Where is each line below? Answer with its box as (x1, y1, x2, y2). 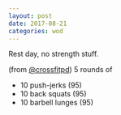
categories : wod (8, 27, 63, 35)
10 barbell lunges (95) (19, 98, 93, 108)
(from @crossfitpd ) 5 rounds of (8, 65, 113, 75)
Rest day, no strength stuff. (8, 49, 99, 59)
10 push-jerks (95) (19, 80, 83, 90)
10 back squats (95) (19, 89, 87, 99)
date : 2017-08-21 (8, 19, 67, 28)
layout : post (8, 11, 53, 20)
